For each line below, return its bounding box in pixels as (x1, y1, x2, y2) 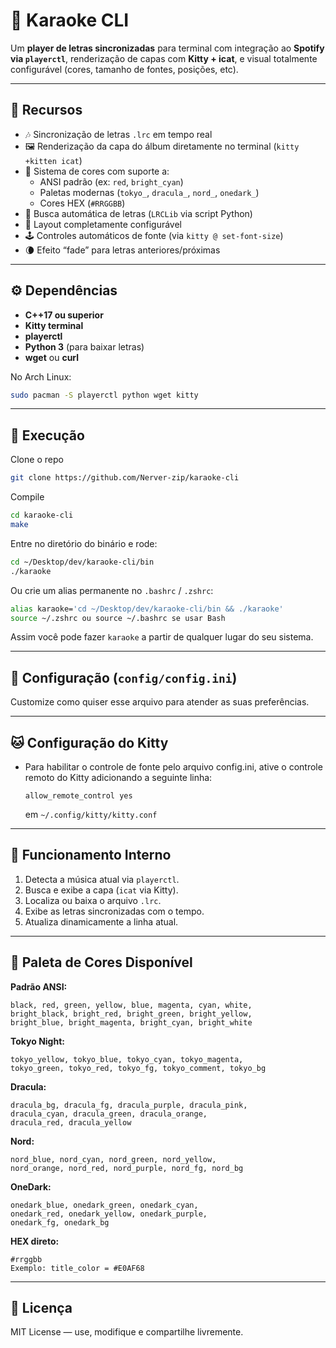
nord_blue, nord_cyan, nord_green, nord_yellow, (10, 1154, 217, 1164)
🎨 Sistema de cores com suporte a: (24, 165, 170, 177)
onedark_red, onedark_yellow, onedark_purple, (10, 1209, 208, 1219)
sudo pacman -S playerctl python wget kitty (10, 390, 199, 400)
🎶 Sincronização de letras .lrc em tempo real (24, 128, 213, 140)
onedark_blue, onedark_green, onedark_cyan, (10, 1200, 199, 1210)
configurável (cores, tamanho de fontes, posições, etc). (10, 63, 239, 75)
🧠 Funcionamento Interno (10, 847, 172, 864)
